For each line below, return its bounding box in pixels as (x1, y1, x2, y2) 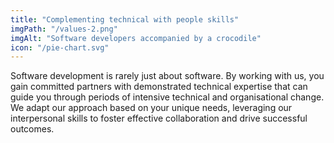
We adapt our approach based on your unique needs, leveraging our (10, 102, 293, 114)
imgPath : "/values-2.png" (10, 24, 118, 34)
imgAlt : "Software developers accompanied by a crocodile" (10, 33, 262, 43)
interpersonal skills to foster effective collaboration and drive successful (10, 112, 308, 125)
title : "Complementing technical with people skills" (10, 14, 240, 25)
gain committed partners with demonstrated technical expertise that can (10, 81, 308, 93)
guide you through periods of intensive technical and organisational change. (10, 91, 325, 103)
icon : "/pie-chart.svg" (10, 42, 110, 53)
